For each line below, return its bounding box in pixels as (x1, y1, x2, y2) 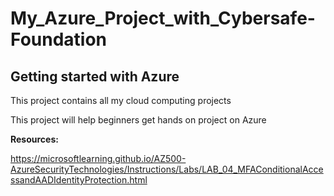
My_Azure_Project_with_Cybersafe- (10, 7, 316, 30)
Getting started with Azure (10, 68, 180, 85)
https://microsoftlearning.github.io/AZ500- (10, 153, 187, 164)
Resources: (10, 133, 59, 145)
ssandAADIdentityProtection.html (10, 174, 148, 186)
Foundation (10, 28, 108, 51)
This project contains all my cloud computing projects (10, 95, 232, 106)
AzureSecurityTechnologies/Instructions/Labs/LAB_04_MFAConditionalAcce (10, 163, 324, 175)
